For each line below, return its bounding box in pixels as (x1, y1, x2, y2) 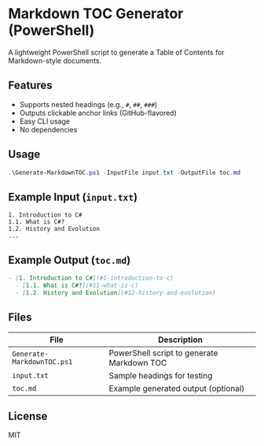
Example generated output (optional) (108, 383, 245, 394)
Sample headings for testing (108, 370, 213, 381)
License (8, 409, 48, 422)
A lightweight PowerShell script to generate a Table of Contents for (8, 47, 225, 57)
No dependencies (19, 125, 78, 134)
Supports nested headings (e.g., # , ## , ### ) (19, 99, 158, 109)
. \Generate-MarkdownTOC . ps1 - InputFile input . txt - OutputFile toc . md (8, 169, 241, 177)
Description (158, 334, 203, 345)
